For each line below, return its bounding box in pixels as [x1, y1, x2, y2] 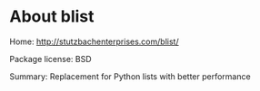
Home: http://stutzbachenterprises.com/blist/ [9, 36, 179, 47]
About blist [9, 6, 95, 27]
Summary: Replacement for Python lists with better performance [9, 70, 252, 82]
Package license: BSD [9, 53, 93, 64]
